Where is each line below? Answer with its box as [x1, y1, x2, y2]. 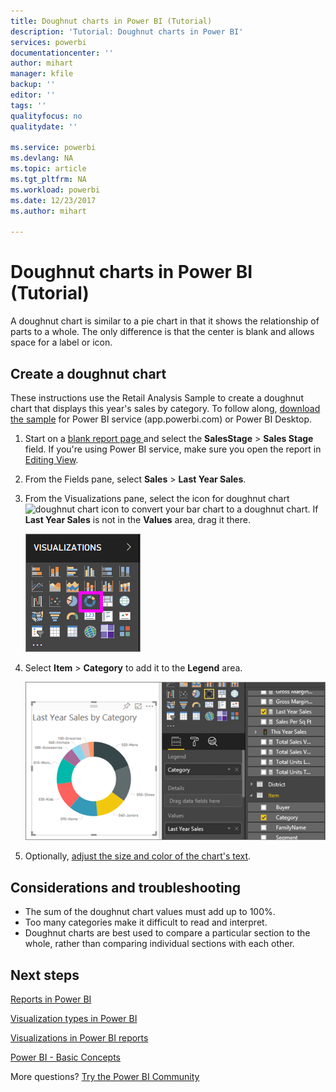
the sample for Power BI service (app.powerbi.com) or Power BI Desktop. [10, 413, 312, 425]
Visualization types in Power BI [10, 1013, 138, 1025]
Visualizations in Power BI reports [10, 1032, 149, 1044]
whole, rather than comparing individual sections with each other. [24, 938, 295, 950]
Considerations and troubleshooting [10, 879, 242, 896]
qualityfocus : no [10, 111, 83, 121]
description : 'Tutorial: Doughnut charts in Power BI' [10, 26, 244, 37]
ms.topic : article [10, 164, 87, 174]
